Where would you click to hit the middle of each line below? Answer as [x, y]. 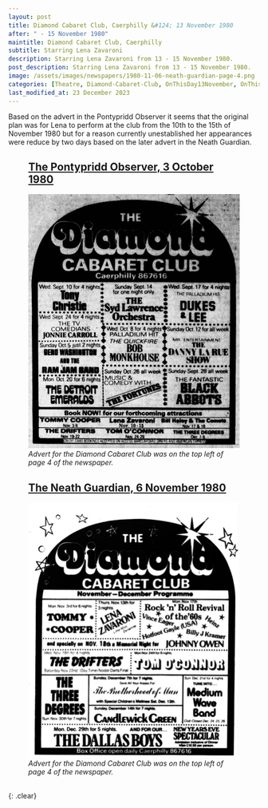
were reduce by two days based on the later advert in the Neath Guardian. [130, 142]
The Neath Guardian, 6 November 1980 [127, 487]
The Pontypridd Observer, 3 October [121, 166]
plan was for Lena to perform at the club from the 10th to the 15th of [120, 125]
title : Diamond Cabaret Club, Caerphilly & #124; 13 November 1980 [121, 25]
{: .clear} [23, 795]
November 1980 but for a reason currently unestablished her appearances [130, 133]
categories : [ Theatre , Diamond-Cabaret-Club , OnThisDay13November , [123, 84]
